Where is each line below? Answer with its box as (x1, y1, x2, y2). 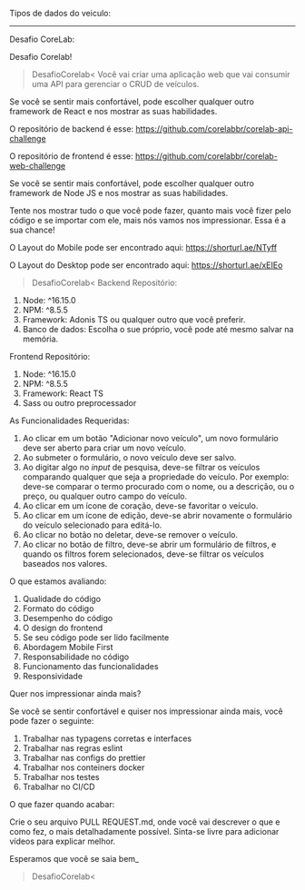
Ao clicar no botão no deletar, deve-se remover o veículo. (22, 529, 239, 539)
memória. (22, 333, 59, 344)
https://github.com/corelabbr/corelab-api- (135, 124, 293, 134)
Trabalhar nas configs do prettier (22, 753, 146, 763)
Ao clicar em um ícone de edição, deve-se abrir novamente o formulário (22, 510, 292, 520)
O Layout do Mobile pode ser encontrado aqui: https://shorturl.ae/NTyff (9, 242, 278, 252)
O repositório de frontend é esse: (9, 151, 133, 162)
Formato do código (22, 603, 94, 614)
